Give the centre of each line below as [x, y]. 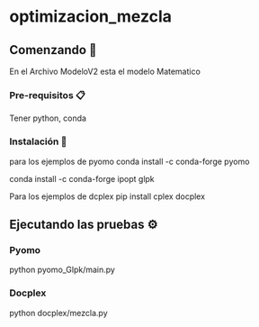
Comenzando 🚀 [53, 50]
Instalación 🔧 [38, 141]
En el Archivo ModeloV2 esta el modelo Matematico [105, 71]
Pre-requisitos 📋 [47, 95]
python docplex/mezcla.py [58, 313]
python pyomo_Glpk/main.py [62, 270]
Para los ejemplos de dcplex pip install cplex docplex [107, 196]
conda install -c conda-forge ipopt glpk [82, 178]
